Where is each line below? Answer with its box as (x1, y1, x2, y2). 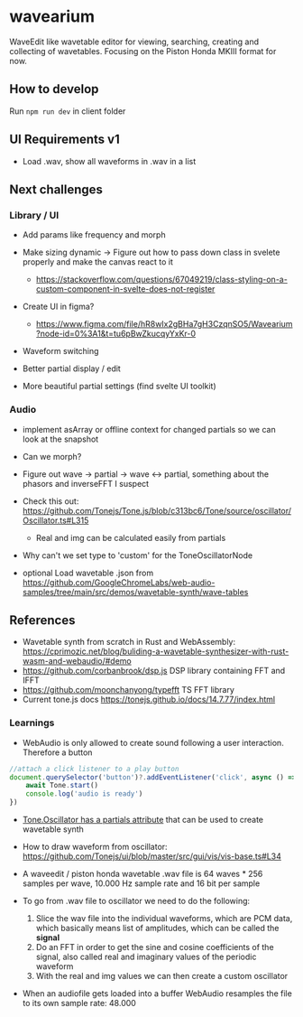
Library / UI (9, 209, 60, 221)
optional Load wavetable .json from (22, 567, 154, 578)
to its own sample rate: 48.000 (22, 998, 137, 1009)
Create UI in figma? (22, 301, 95, 313)
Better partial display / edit (22, 363, 122, 374)
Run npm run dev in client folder (9, 106, 126, 117)
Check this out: (22, 495, 79, 507)
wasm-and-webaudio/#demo (22, 656, 133, 667)
